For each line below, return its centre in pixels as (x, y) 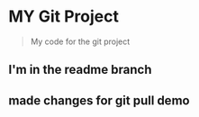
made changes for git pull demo (99, 100)
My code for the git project (80, 41)
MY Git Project (63, 17)
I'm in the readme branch (80, 70)
